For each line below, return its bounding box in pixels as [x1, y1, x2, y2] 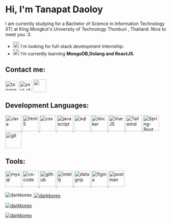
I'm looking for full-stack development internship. [20, 43, 124, 49]
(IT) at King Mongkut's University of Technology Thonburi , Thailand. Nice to [5, 26, 166, 32]
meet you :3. [5, 31, 32, 37]
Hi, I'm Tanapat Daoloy [5, 4, 103, 15]
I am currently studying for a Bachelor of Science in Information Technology [5, 20, 165, 27]
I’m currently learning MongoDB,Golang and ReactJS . [20, 50, 135, 57]
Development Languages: [5, 101, 89, 110]
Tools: [5, 157, 26, 166]
